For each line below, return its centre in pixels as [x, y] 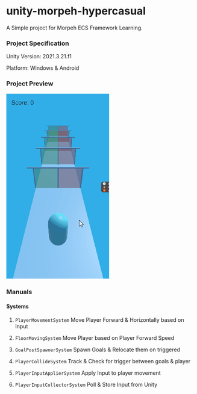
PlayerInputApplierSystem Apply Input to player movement [88, 373]
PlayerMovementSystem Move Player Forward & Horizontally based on [99, 319]
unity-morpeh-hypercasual [76, 11]
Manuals [19, 292]
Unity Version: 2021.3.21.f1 [39, 57]
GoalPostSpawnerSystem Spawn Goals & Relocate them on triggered [98, 349]
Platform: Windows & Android [43, 68]
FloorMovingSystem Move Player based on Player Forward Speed [95, 337]
